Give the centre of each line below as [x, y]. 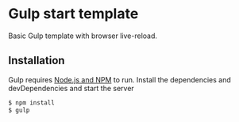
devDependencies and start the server [71, 88]
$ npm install [32, 103]
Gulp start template [73, 14]
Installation [37, 61]
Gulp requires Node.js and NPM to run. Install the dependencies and [120, 79]
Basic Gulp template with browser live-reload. [83, 36]
